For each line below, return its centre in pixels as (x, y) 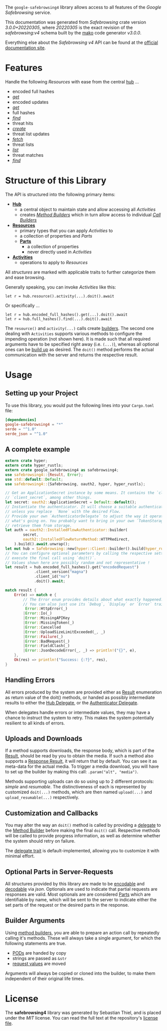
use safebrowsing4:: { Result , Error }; (44, 475)
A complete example (38, 449)
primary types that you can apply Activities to (66, 230)
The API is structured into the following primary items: (60, 194)
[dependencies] (21, 420)
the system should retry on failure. (40, 841)
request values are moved (39, 964)
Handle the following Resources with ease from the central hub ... (72, 81)
